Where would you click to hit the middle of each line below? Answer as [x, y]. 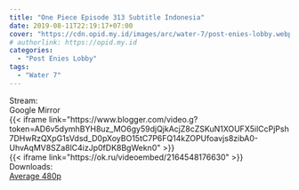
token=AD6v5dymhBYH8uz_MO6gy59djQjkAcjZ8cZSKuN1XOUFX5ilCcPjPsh [149, 129]
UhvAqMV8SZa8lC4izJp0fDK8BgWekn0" [85, 147]
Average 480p [36, 176]
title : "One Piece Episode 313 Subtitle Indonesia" [107, 17]
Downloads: [31, 166]
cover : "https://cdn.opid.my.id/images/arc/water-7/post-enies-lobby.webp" [153, 34]
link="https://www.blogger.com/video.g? [123, 119]
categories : [31, 51]
